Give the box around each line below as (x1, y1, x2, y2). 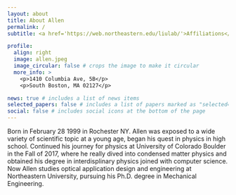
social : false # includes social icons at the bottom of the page (7, 108, 206, 115)
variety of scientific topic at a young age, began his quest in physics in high (7, 134, 226, 143)
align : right (13, 49, 52, 56)
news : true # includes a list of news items (7, 94, 140, 102)
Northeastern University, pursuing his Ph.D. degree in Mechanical (7, 172, 197, 180)
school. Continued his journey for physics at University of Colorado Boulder (7, 142, 226, 150)
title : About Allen (7, 17, 65, 24)
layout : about (7, 10, 49, 18)
